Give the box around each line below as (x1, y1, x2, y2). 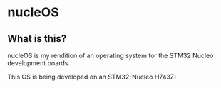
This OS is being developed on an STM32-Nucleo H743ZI (7, 72, 176, 81)
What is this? (7, 33, 67, 45)
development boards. (7, 59, 70, 67)
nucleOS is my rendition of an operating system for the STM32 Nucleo (7, 51, 214, 60)
